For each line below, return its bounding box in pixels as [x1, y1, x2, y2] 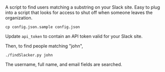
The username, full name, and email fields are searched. [5, 61, 123, 67]
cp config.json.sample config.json [5, 24, 80, 29]
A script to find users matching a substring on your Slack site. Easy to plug [5, 4, 160, 10]
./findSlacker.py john [5, 52, 53, 57]
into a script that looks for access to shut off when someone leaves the [5, 9, 153, 15]
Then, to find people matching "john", [5, 43, 83, 49]
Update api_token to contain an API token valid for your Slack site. [5, 33, 143, 39]
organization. [5, 15, 33, 20]
